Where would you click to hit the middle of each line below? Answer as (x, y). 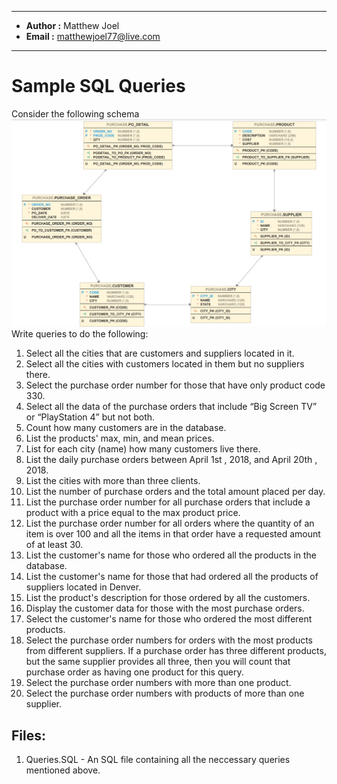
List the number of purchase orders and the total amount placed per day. (175, 492)
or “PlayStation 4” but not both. (90, 417)
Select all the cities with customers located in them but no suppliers (165, 364)
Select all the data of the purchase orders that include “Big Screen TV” (171, 407)
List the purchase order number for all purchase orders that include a (168, 502)
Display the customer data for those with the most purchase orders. (165, 608)
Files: (28, 735)
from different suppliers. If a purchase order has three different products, (176, 651)
